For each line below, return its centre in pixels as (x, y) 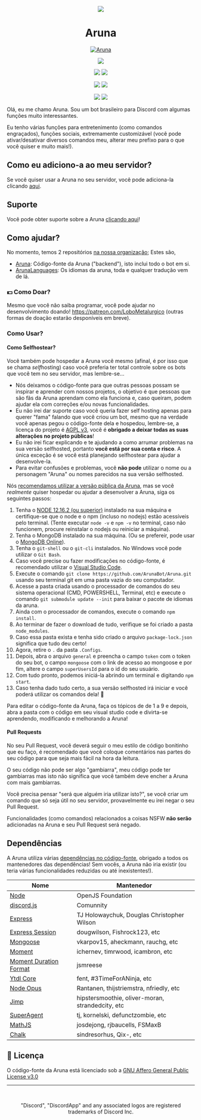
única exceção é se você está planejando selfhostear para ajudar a (98, 455)
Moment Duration (34, 961)
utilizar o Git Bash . (38, 554)
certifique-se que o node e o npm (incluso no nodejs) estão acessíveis (102, 516)
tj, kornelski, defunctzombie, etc (121, 1015)
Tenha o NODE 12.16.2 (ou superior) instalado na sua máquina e (93, 510)
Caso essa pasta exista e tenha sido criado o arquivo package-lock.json (104, 637)
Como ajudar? (33, 238)
